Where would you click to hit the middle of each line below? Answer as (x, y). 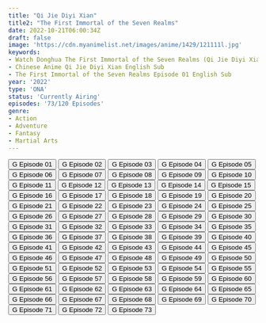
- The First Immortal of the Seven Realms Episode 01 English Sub (120, 74)
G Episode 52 (82, 268)
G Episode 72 (82, 310)
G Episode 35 (231, 226)
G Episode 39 (182, 237)
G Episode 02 (82, 164)
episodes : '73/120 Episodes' (56, 104)
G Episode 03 (132, 164)
